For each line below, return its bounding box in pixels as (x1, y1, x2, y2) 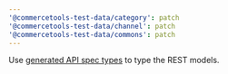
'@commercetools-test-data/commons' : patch (8, 30, 176, 39)
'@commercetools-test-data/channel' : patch (8, 22, 176, 31)
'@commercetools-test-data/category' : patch (8, 13, 180, 23)
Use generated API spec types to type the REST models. (8, 55, 220, 66)
